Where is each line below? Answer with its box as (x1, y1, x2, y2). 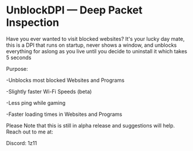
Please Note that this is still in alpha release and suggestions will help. (6, 122, 175, 129)
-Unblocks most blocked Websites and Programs (6, 77, 125, 84)
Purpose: (6, 65, 28, 72)
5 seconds (6, 54, 32, 61)
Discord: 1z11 (6, 139, 37, 146)
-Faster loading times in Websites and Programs (6, 111, 123, 118)
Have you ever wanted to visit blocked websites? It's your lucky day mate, (6, 35, 185, 42)
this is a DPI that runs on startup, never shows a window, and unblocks (6, 42, 177, 49)
